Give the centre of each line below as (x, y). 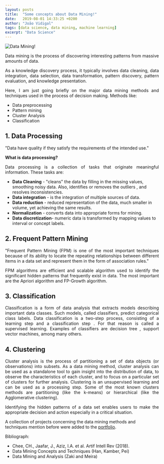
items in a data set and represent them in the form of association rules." (77, 261)
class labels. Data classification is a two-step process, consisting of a (82, 318)
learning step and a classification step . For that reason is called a (82, 323)
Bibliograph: (17, 437)
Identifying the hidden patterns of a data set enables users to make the (82, 407)
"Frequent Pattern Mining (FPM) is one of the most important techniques (82, 250)
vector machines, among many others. (44, 334)
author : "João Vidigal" (29, 23)
